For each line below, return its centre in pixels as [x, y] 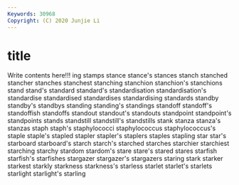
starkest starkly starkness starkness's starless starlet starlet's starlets [110, 166]
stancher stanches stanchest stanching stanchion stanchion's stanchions [115, 83]
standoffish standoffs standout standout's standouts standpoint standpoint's [119, 113]
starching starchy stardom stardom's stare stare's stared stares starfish [112, 151]
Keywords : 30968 [31, 14]
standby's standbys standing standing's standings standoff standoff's [110, 106]
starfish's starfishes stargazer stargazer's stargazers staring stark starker [115, 159]
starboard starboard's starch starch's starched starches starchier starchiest [118, 144]
